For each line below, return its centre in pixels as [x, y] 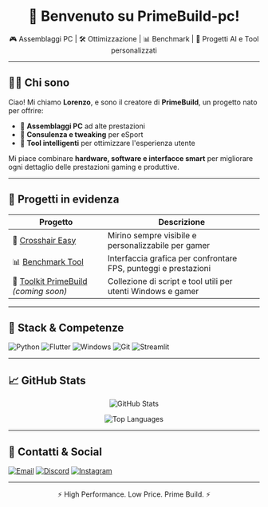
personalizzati [134, 50]
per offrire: [26, 110]
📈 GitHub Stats [47, 381]
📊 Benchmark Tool [48, 262]
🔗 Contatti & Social [55, 452]
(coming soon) [40, 291]
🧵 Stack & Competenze [66, 327]
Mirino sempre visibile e [152, 235]
